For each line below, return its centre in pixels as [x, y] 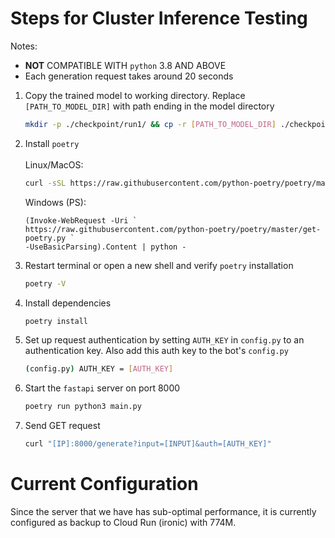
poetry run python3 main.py [83, 407]
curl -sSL [45, 183]
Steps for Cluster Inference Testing [159, 18]
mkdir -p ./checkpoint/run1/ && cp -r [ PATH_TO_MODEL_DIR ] [150, 124]
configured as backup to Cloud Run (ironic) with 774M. [123, 522]
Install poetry [52, 143]
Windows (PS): [55, 202]
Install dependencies [68, 303]
